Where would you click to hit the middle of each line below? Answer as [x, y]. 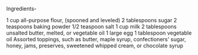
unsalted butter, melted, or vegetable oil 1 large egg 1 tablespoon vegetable [99, 33]
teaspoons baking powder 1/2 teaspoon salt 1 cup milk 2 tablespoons [91, 27]
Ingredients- [22, 9]
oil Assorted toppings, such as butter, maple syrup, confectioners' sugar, [96, 39]
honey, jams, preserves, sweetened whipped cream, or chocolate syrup [95, 45]
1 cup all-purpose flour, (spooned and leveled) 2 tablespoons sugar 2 [91, 20]
